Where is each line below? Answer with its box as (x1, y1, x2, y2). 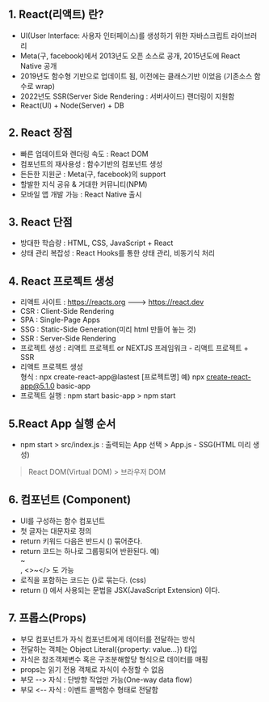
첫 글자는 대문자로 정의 (19, 526, 92, 535)
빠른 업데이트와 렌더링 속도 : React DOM (19, 149, 149, 159)
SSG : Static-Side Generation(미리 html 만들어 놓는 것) (19, 324, 196, 334)
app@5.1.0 (19, 381, 55, 391)
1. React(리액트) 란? (8, 7, 104, 22)
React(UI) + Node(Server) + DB (19, 100, 124, 110)
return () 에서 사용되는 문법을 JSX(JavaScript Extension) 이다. (19, 585, 221, 594)
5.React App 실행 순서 (8, 417, 116, 430)
